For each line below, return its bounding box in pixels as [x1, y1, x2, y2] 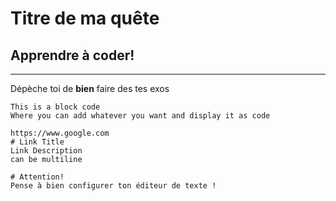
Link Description [10, 146, 83, 156]
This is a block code [10, 102, 101, 112]
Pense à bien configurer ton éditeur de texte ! [10, 181, 217, 191]
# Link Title [10, 137, 65, 147]
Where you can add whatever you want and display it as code [10, 111, 271, 121]
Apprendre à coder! [10, 47, 135, 64]
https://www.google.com [10, 128, 110, 138]
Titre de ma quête [10, 7, 160, 30]
